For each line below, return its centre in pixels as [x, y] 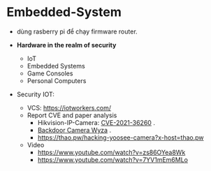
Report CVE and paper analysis [72, 115]
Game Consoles [50, 73]
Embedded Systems [56, 66]
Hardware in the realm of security [66, 45]
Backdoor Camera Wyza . [74, 130]
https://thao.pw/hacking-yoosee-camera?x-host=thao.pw [121, 137]
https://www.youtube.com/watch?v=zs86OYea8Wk [111, 152]
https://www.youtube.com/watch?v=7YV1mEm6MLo [113, 159]
